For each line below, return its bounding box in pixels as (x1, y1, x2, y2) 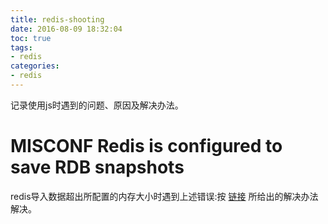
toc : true (10, 33, 52, 43)
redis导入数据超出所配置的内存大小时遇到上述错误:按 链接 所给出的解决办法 (10, 190, 319, 202)
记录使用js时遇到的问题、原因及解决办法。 (10, 99, 184, 111)
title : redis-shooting (10, 14, 105, 25)
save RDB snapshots (10, 156, 185, 179)
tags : (10, 42, 33, 53)
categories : (10, 61, 60, 71)
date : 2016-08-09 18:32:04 (10, 24, 123, 34)
